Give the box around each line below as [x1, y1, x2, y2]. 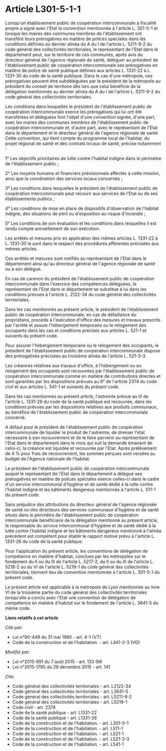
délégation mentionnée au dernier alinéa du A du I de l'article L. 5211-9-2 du [5, 88, 160, 94]
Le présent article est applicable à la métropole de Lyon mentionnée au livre [5, 584, 160, 590]
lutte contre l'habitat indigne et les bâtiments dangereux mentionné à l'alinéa [5, 528, 162, 534]
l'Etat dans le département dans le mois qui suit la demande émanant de [5, 440, 153, 446]
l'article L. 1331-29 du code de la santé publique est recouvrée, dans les [5, 399, 152, 405]
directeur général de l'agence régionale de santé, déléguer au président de [5, 57, 159, 63]
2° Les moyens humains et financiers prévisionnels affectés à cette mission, [5, 170, 160, 176]
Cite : [5, 673, 15, 679]
